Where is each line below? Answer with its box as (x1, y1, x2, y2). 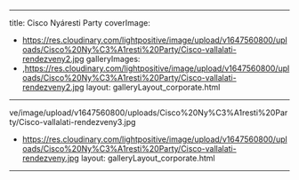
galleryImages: (85, 54, 141, 64)
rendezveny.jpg (21, 153, 80, 163)
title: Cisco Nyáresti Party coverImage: (9, 18, 151, 27)
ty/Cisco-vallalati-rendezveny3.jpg (9, 117, 136, 127)
